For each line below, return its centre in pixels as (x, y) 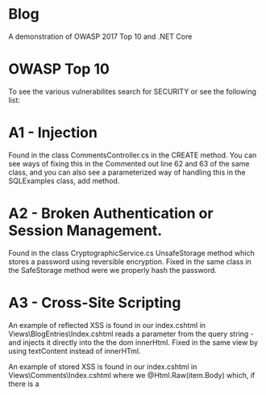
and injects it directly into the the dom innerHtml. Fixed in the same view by (133, 342)
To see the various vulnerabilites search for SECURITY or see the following (132, 91)
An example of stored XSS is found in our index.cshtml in (103, 366)
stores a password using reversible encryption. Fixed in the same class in (130, 261)
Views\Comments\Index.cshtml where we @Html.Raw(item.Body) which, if (132, 375)
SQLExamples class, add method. (64, 181)
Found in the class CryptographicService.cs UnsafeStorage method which (132, 253)
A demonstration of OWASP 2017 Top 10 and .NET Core (100, 36)
